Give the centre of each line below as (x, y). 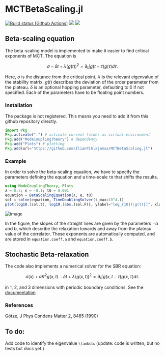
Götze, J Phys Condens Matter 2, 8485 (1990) (52, 316)
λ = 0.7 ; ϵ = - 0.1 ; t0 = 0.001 (37, 191)
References (19, 305)
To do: (15, 331)
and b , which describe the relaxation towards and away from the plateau (78, 228)
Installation (19, 105)
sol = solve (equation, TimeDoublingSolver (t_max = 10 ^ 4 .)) (65, 200)
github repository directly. (31, 121)
